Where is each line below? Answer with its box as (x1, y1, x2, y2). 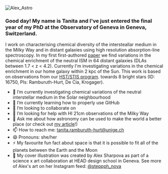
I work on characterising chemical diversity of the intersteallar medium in (5, 41, 157, 48)
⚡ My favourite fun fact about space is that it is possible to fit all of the (12, 140, 159, 146)
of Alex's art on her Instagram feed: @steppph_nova (12, 163, 122, 169)
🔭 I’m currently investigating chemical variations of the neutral (12, 89, 142, 95)
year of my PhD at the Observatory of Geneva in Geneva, (5, 23, 147, 30)
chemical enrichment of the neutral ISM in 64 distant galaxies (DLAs (5, 58, 147, 64)
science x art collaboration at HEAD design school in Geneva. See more (12, 158, 161, 164)
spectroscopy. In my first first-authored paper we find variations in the (5, 52, 151, 58)
